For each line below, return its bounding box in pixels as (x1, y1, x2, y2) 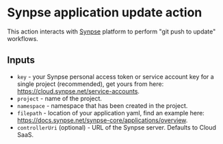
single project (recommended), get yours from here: (16, 80, 164, 88)
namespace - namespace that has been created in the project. (16, 101, 188, 110)
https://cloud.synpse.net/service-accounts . (16, 87, 140, 95)
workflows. (7, 34, 39, 42)
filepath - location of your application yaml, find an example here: (16, 109, 205, 117)
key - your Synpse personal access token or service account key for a (16, 72, 214, 81)
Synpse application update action (7, 5, 202, 20)
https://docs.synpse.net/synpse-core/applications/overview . (16, 116, 188, 124)
